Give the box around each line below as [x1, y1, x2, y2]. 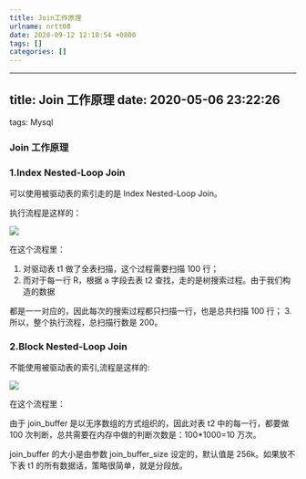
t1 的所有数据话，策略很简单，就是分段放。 [26, 460, 189, 471]
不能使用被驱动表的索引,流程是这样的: [9, 362, 150, 373]
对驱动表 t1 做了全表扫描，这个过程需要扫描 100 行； [22, 264, 219, 275]
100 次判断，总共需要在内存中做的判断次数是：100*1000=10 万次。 [9, 430, 261, 441]
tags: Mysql [9, 116, 54, 128]
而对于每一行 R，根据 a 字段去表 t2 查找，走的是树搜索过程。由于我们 [22, 275, 283, 286]
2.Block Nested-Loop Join [9, 340, 127, 353]
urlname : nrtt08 [9, 22, 71, 31]
